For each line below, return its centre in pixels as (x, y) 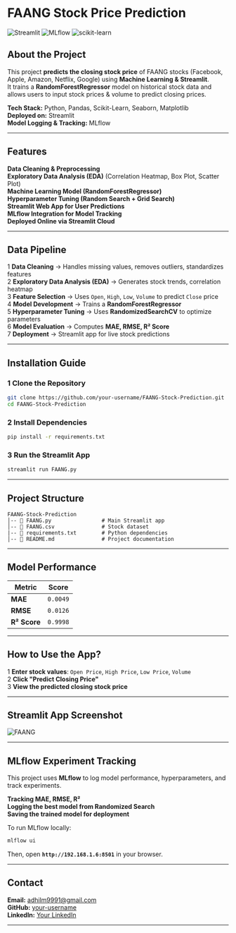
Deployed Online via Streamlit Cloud (61, 221)
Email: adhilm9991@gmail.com (52, 900)
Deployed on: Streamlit (41, 115)
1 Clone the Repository (46, 383)
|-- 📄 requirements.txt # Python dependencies (88, 533)
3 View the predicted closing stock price (67, 686)
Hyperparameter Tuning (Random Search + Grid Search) (91, 198)
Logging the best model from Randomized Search (81, 807)
